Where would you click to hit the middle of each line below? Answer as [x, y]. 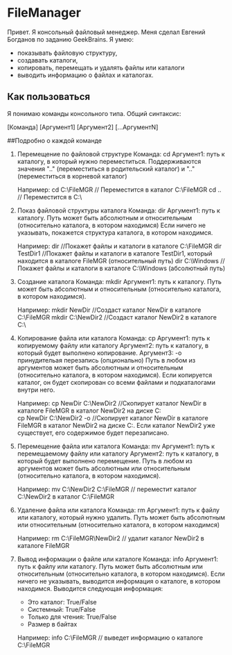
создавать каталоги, [47, 60]
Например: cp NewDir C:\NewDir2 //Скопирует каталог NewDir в [112, 403]
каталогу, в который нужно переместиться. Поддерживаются [109, 161]
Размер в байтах [52, 624]
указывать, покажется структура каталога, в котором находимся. [115, 232]
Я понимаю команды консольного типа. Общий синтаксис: [94, 113]
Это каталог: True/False [62, 602]
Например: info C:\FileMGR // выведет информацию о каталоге [110, 638]
